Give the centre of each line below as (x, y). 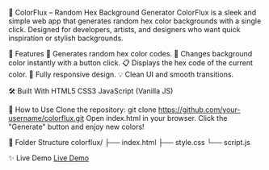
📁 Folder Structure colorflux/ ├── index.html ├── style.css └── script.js (129, 142)
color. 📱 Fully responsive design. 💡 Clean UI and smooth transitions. (121, 74)
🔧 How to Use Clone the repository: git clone (82, 110)
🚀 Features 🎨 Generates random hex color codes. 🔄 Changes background (130, 54)
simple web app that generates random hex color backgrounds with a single (135, 21)
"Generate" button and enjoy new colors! (76, 126)
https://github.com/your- (199, 110)
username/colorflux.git (46, 118)
